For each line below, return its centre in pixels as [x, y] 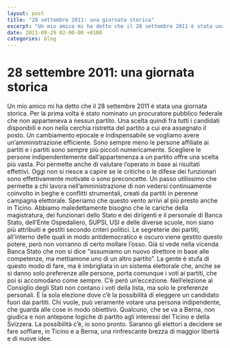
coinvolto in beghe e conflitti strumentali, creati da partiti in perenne [103, 193]
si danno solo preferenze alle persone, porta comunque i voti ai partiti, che [112, 273]
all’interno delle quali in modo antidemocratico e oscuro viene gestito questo [115, 237]
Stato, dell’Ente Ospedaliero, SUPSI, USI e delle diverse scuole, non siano [111, 222]
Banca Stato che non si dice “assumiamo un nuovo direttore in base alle [108, 252]
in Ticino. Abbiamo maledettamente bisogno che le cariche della [98, 208]
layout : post [26, 13]
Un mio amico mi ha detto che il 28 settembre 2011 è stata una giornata [107, 106]
